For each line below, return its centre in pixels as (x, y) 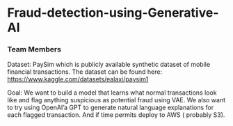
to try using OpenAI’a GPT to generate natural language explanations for (111, 108)
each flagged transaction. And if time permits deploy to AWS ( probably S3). (116, 115)
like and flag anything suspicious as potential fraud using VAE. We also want (116, 100)
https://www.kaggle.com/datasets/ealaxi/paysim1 (78, 79)
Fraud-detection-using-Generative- (113, 13)
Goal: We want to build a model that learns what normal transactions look (112, 93)
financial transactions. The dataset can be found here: (85, 72)
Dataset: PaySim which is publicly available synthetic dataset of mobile (109, 65)
